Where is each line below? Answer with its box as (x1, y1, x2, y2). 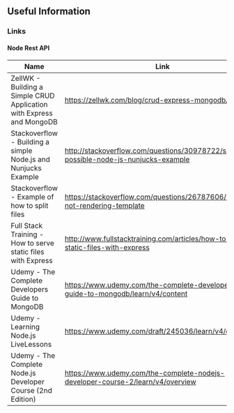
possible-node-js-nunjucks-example (64, 154, 190, 164)
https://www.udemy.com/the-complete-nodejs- (64, 368, 225, 377)
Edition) (10, 394, 36, 404)
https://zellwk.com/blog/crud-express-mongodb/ (64, 95, 228, 105)
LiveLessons (10, 339, 52, 349)
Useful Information (7, 6, 91, 17)
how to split (10, 200, 49, 210)
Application (10, 99, 48, 109)
